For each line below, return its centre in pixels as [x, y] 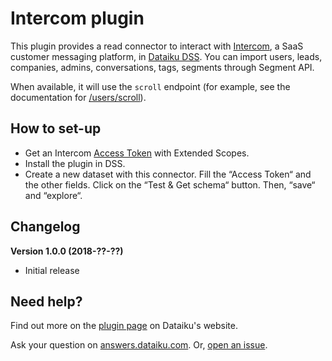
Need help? [46, 301]
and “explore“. [53, 195]
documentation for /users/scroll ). [78, 97]
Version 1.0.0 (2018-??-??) [67, 251]
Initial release [52, 270]
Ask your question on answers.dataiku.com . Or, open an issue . [139, 345]
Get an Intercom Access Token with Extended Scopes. [137, 153]
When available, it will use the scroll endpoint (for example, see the [150, 86]
